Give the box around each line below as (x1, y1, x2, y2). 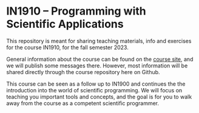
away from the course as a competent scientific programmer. (6, 99, 160, 107)
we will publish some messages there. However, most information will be (6, 62, 188, 69)
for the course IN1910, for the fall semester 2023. (6, 44, 129, 51)
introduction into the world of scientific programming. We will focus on (6, 86, 183, 94)
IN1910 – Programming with (6, 4, 147, 18)
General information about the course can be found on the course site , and (6, 55, 194, 63)
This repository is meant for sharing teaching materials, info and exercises (6, 37, 192, 44)
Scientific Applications (6, 17, 124, 31)
